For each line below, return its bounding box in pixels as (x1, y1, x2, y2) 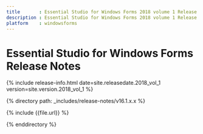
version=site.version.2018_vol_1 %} (6, 85, 94, 93)
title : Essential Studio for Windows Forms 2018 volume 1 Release (6, 8, 198, 15)
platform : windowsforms (6, 20, 78, 26)
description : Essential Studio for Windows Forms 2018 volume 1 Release (6, 15, 198, 21)
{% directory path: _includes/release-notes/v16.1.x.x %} (6, 98, 146, 105)
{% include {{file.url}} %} (6, 109, 69, 116)
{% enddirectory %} (6, 121, 57, 128)
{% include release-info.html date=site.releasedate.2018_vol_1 (6, 79, 161, 87)
